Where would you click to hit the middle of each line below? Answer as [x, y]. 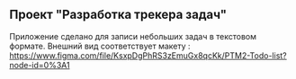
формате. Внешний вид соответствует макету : [100, 46]
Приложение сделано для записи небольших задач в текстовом [133, 36]
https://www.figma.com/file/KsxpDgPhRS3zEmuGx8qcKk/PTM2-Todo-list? [148, 55]
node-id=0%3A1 [40, 65]
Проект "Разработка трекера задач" [118, 15]
